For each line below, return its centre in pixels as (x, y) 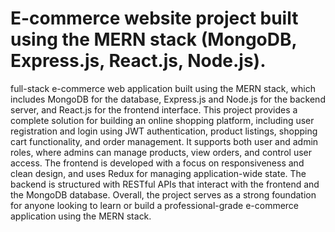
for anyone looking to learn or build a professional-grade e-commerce (155, 205)
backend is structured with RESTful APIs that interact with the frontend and (165, 184)
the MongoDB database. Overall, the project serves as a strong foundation (163, 194)
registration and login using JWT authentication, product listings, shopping (164, 131)
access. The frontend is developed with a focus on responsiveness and (157, 163)
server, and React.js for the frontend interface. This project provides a (154, 109)
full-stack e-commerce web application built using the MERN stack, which (163, 88)
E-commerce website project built (154, 18)
